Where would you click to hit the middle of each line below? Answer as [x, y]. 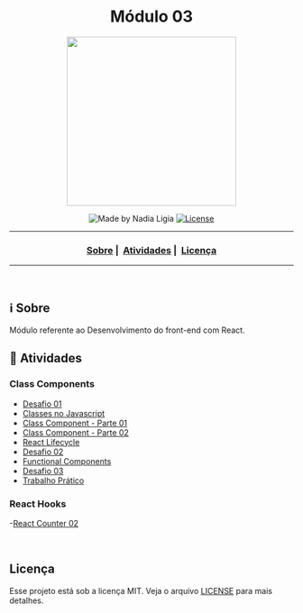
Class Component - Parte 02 [75, 432]
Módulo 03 [151, 17]
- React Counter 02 [44, 524]
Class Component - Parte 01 [75, 423]
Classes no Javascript [64, 413]
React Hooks [38, 504]
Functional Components [67, 461]
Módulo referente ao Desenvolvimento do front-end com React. [127, 330]
